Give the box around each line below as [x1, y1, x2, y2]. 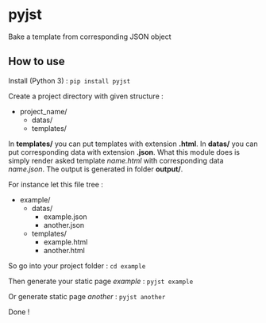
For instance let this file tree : [8, 179, 103, 189]
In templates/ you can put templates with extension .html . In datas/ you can [8, 139, 258, 148]
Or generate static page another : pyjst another [8, 291, 166, 301]
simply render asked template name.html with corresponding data [8, 156, 224, 165]
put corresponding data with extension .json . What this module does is [8, 147, 241, 156]
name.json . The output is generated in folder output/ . [8, 164, 183, 174]
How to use [8, 55, 65, 68]
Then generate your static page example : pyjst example [8, 276, 194, 286]
